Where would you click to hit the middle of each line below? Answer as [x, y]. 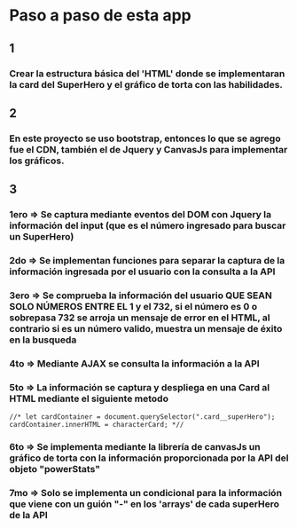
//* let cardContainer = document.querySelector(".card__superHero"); [142, 417]
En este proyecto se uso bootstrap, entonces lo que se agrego [145, 138]
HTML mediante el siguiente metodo [89, 398]
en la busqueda [43, 340]
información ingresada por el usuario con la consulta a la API [142, 272]
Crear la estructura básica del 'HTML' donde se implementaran [147, 74]
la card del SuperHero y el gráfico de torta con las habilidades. [146, 84]
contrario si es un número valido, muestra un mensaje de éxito [146, 328]
